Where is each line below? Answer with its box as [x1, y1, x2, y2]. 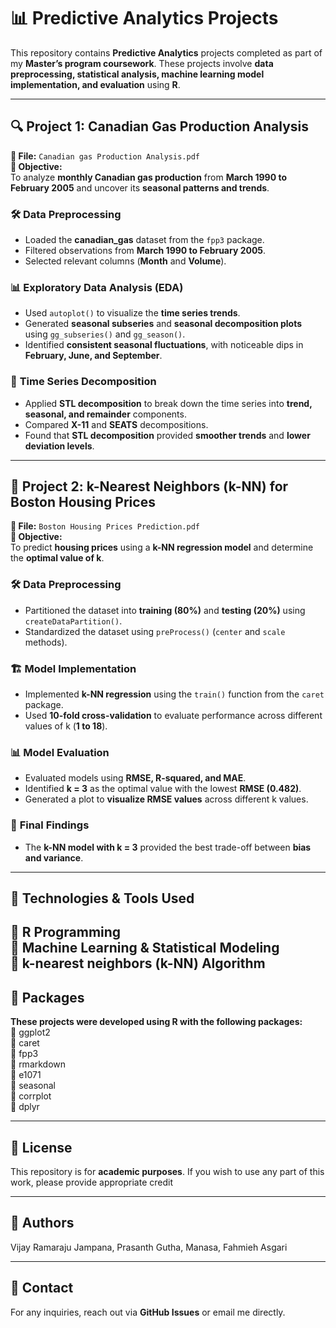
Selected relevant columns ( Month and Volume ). [24, 255, 227, 267]
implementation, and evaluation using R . [10, 78, 181, 90]
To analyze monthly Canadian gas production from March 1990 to [10, 171, 288, 183]
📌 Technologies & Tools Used [10, 890, 195, 907]
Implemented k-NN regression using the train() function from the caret [24, 688, 325, 700]
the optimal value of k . [10, 552, 105, 564]
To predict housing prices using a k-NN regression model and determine [10, 541, 314, 554]
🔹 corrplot [10, 1090, 52, 1102]
